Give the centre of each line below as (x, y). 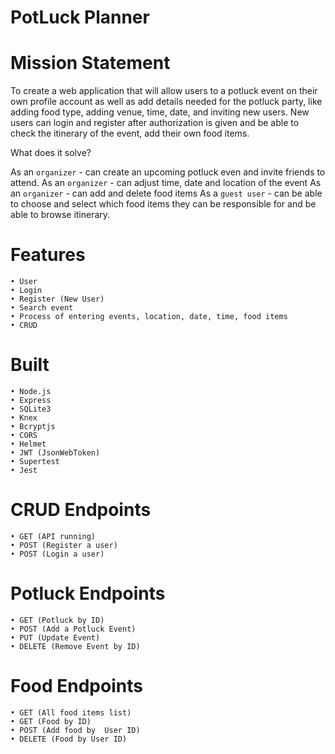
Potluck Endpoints (88, 593)
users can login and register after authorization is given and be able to (155, 123)
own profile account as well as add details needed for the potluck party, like (166, 102)
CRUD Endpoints (81, 510)
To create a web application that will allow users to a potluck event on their (164, 91)
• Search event (42, 308)
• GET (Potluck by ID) (57, 620)
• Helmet (28, 444)
